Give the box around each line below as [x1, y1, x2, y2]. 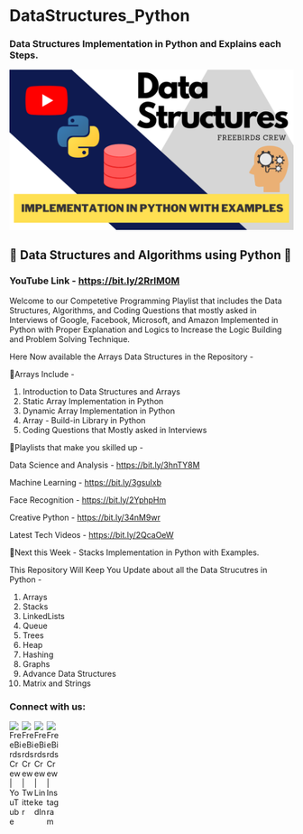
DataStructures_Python [9, 5, 190, 26]
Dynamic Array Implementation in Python [22, 405, 176, 416]
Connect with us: [9, 700, 86, 713]
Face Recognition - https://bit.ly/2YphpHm [9, 494, 167, 505]
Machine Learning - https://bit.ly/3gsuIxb [9, 477, 162, 487]
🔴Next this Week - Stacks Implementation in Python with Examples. [9, 547, 260, 558]
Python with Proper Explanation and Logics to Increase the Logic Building [9, 324, 282, 335]
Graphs [22, 658, 50, 669]
